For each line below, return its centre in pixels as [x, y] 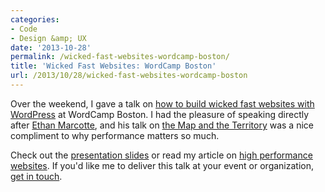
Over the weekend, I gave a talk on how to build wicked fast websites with [162, 103]
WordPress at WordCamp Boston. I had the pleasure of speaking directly [160, 114]
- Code [24, 29]
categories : [35, 19]
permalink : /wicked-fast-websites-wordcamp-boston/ [120, 57]
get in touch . [36, 176]
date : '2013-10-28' [51, 47]
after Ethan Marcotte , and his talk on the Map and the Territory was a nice [162, 125]
